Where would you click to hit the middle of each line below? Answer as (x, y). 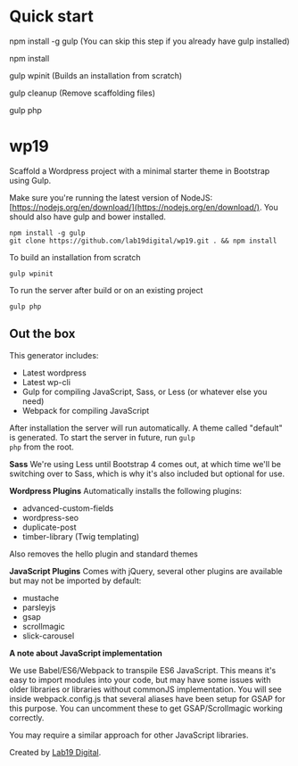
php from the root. (41, 447)
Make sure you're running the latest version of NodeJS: (111, 197)
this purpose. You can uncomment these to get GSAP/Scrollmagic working (146, 708)
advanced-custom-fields (68, 508)
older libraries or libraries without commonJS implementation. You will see (146, 689)
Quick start (51, 16)
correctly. (27, 717)
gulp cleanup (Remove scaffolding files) (83, 93)
